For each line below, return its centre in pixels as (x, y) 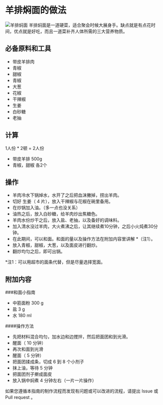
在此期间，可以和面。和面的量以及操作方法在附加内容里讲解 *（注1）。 (84, 239)
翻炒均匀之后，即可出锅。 (39, 251)
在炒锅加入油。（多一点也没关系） (46, 207)
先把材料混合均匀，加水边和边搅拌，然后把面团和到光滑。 (71, 337)
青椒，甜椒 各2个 (30, 165)
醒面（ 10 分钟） (29, 343)
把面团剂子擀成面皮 (32, 374)
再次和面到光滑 (28, 349)
